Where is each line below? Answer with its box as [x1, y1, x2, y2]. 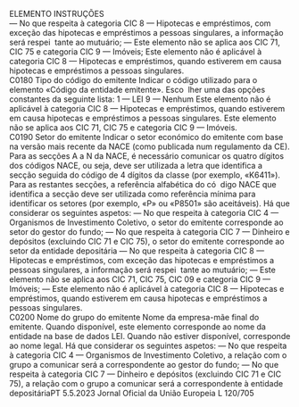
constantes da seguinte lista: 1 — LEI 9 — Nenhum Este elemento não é [9, 94, 271, 104]
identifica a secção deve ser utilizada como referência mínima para [9, 188, 256, 199]
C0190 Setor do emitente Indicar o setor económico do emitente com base [9, 132, 284, 142]
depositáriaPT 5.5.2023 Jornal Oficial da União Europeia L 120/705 [9, 388, 254, 398]
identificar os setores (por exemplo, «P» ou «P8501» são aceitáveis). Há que [9, 198, 290, 209]
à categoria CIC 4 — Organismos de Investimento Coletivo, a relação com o [9, 350, 287, 361]
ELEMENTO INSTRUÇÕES [9, 9, 104, 19]
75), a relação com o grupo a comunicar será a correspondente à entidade [9, 378, 284, 388]
